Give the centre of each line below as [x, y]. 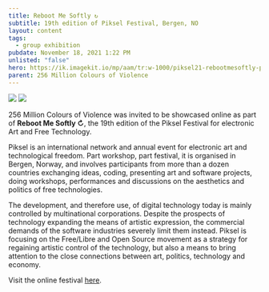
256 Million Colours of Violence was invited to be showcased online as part [132, 114]
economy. [25, 264]
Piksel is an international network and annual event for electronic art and [128, 147]
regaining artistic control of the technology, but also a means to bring [122, 247]
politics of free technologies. [55, 190]
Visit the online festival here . [55, 280]
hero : [17, 68]
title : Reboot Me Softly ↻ [53, 16]
